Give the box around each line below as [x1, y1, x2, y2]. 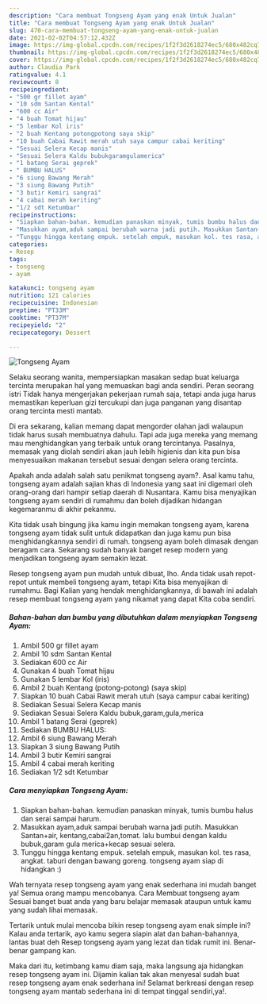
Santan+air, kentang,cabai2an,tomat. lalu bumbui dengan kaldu [20, 831, 227, 841]
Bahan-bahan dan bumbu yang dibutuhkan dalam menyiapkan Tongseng [9, 612, 257, 621]
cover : [9, 56, 31, 64]
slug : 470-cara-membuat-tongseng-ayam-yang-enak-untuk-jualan [9, 26, 219, 34]
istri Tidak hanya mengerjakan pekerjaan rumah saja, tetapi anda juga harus [9, 390, 257, 399]
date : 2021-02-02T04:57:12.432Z [9, 33, 116, 42]
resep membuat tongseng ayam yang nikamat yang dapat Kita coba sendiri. [9, 594, 257, 604]
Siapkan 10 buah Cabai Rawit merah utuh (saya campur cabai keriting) [20, 691, 250, 701]
